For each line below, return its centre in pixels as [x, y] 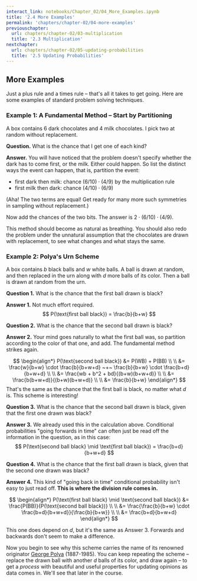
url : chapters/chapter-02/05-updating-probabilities [78, 50]
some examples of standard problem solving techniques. [75, 100]
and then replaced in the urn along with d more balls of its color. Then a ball [98, 276]
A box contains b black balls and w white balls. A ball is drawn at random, [95, 269]
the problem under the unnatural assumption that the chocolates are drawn [97, 235]
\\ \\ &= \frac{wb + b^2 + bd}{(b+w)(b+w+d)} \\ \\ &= [111, 374]
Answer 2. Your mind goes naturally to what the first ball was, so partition [96, 337]
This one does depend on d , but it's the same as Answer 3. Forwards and [95, 530]
